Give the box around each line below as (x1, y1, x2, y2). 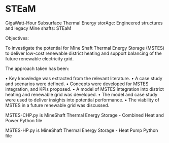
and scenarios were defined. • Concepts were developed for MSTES (5, 81, 149, 87)
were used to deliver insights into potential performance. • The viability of (5, 97, 160, 103)
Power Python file (5, 117, 43, 123)
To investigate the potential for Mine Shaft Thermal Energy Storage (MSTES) (5, 45, 165, 51)
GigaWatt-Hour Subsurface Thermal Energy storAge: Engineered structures (5, 20, 163, 26)
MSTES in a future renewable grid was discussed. (5, 102, 110, 108)
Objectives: (5, 35, 29, 41)
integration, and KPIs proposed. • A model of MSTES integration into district (5, 86, 164, 92)
